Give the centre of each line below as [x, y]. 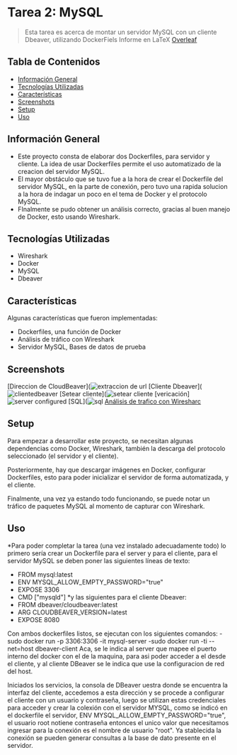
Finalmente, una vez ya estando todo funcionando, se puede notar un [109, 499]
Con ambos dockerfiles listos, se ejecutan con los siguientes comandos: [112, 634]
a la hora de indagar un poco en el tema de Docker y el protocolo [112, 194]
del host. [20, 671]
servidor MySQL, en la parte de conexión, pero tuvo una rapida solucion [122, 186]
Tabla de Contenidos [54, 62]
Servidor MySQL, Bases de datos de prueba [82, 347]
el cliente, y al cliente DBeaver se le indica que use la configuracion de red [116, 663]
